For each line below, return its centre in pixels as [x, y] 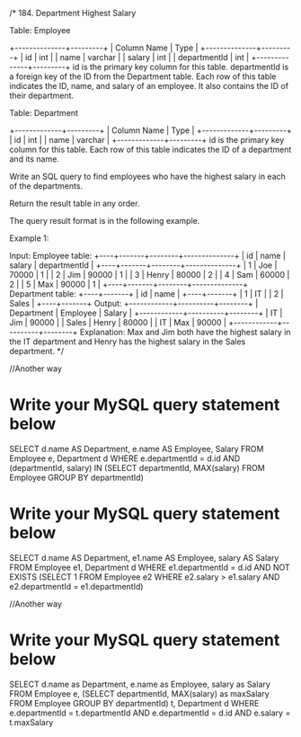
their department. [42, 95]
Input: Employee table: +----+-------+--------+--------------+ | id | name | [147, 256]
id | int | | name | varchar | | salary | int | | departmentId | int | [137, 57]
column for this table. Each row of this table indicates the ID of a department [150, 149]
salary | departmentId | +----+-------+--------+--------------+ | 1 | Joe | [143, 265]
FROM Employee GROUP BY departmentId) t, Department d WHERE [134, 703]
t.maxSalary [31, 722]
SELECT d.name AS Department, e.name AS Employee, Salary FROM [137, 448]
